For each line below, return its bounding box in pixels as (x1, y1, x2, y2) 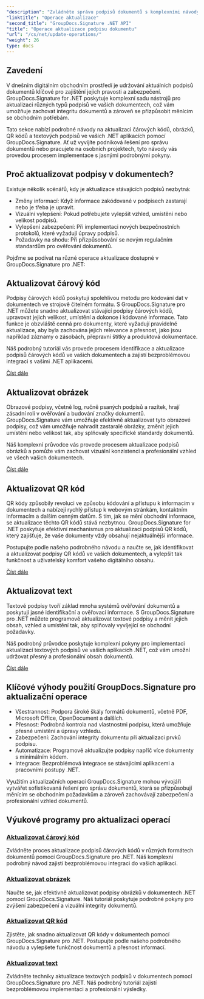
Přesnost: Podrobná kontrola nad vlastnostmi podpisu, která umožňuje (15, 720, 191, 728)
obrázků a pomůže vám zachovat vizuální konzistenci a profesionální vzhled (6, 448, 197, 455)
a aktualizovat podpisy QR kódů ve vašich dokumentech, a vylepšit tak (6, 550, 183, 557)
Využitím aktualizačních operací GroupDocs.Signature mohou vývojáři (6, 778, 182, 785)
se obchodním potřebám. (6, 114, 70, 121)
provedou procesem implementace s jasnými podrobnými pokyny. (6, 151, 172, 159)
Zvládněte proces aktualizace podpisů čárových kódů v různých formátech (6, 847, 194, 854)
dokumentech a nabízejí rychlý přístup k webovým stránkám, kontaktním (6, 506, 188, 513)
